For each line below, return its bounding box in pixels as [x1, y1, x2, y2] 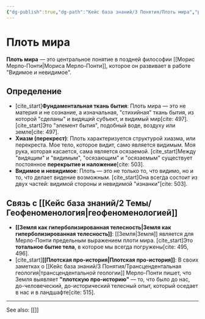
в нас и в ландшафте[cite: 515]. [15, 288, 96, 296]
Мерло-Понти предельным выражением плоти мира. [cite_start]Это [15, 237, 193, 244]
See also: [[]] [6, 306, 39, 313]
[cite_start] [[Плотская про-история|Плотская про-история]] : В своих [15, 256, 199, 263]
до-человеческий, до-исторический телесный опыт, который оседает [15, 282, 198, 290]
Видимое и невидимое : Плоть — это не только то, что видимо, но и [15, 167, 194, 175]
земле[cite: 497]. [15, 128, 59, 136]
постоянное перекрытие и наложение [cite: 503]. [15, 161, 145, 168]
